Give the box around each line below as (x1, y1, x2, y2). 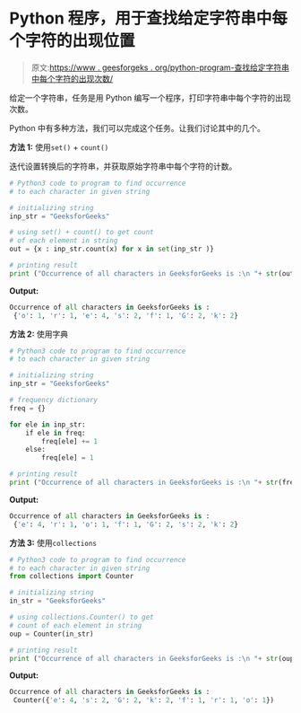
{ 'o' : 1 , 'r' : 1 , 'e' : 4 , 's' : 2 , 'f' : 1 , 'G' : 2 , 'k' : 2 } (13, 311, 239, 320)
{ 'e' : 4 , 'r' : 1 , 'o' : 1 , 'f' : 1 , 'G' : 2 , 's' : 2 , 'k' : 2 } (13, 520, 239, 529)
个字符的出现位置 (9, 31, 136, 51)
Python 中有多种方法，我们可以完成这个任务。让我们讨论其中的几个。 (9, 122, 266, 133)
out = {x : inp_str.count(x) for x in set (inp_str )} (9, 244, 215, 254)
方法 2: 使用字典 (9, 329, 69, 339)
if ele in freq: (25, 428, 87, 437)
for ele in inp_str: (9, 419, 87, 429)
